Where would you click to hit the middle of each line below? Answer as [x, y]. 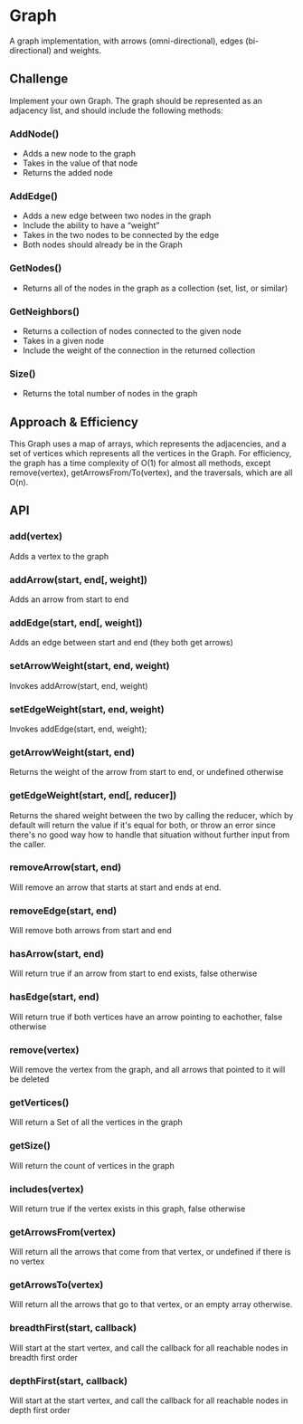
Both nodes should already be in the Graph [102, 244]
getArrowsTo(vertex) [57, 1285]
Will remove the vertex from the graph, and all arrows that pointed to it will [147, 1070]
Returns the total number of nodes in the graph [110, 394]
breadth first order [44, 1357]
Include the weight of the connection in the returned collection [139, 350]
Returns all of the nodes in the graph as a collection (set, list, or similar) [155, 288]
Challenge [39, 79]
